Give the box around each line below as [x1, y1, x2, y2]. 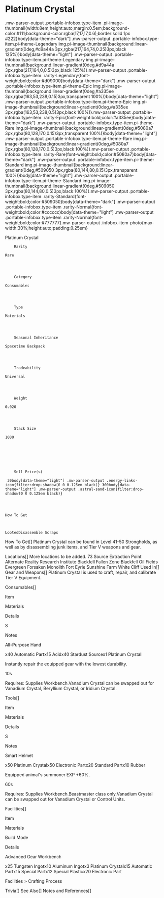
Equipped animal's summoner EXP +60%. [5, 771, 90, 778]
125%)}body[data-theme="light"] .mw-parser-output [5, 51, 112, 57]
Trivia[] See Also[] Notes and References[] [5, 888, 92, 894]
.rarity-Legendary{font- [42, 72, 90, 78]
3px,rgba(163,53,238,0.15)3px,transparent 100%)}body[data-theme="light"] [5, 93, 159, 100]
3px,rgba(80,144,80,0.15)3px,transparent [55, 167, 138, 173]
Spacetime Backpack [5, 344, 45, 349]
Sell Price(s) [14, 469, 43, 474]
